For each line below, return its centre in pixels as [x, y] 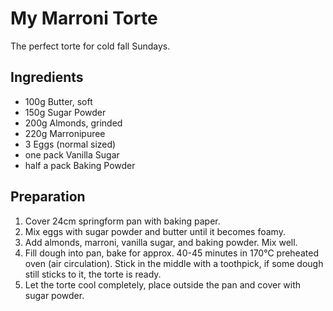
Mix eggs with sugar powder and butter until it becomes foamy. [155, 231]
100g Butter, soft [58, 101]
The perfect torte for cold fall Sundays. [90, 46]
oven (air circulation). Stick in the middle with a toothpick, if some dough [174, 263]
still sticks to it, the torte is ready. [93, 274]
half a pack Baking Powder [80, 165]
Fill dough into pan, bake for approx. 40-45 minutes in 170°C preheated [171, 253]
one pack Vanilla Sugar [72, 154]
